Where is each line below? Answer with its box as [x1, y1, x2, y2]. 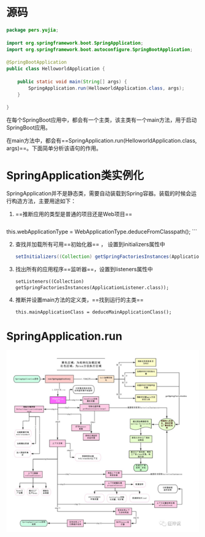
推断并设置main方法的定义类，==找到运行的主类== [15, 296, 144, 304]
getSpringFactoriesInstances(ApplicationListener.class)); [15, 285, 170, 291]
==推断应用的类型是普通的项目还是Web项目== [15, 211, 133, 218]
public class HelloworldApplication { [6, 66, 105, 72]
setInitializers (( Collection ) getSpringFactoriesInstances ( [15, 253, 172, 260]
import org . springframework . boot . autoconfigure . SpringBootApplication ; [6, 47, 193, 53]
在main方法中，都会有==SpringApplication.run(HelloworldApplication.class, [6, 137, 197, 145]
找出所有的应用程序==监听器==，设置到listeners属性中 [15, 266, 153, 273]
